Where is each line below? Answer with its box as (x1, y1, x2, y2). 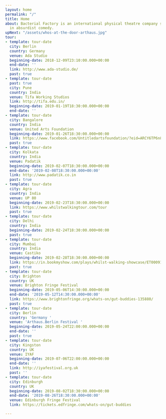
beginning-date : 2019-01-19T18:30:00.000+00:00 (9, 104, 110, 109)
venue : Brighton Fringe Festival (9, 283, 79, 288)
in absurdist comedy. (9, 26, 54, 31)
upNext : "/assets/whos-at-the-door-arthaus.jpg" (5, 30, 107, 35)
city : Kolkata (9, 150, 39, 155)
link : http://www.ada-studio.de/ (9, 67, 79, 72)
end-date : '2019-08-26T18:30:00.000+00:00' (9, 393, 100, 398)
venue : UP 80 (9, 196, 37, 201)
